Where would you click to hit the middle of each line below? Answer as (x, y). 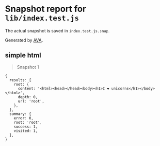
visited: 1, (26, 131)
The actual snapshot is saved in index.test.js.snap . (57, 30)
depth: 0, (28, 97)
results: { (20, 80)
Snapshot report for (46, 9)
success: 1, (26, 127)
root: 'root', (28, 122)
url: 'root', (31, 101)
